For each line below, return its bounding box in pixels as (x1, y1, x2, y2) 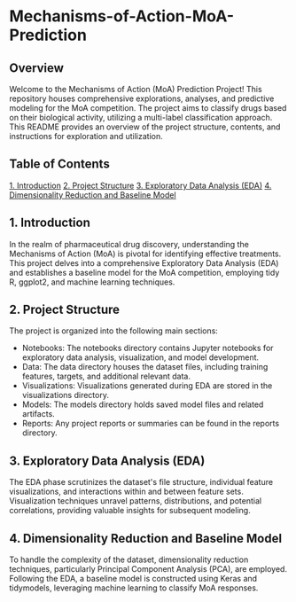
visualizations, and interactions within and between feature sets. (9, 486, 244, 497)
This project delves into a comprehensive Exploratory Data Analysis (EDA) (9, 257, 279, 268)
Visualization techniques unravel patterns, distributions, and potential (9, 496, 262, 506)
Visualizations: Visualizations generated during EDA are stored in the (21, 380, 273, 391)
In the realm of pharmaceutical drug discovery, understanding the (9, 238, 250, 249)
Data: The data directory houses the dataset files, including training (21, 362, 269, 372)
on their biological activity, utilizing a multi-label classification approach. (9, 113, 273, 122)
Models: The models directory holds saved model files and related (21, 399, 264, 410)
